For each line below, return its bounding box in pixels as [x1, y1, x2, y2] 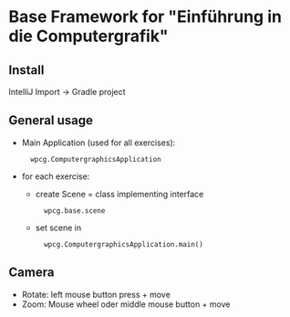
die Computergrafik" [8, 26, 170, 47]
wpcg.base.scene [43, 206, 106, 216]
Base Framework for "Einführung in [8, 6, 282, 27]
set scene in [35, 222, 82, 233]
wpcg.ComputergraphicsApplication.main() [43, 239, 204, 248]
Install [8, 62, 45, 78]
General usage [8, 112, 93, 129]
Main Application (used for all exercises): [21, 137, 176, 148]
